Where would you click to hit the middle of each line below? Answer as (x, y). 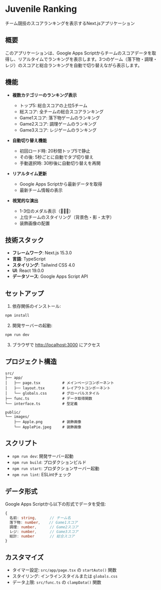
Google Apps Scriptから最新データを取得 (61, 184)
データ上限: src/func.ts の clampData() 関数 (57, 582)
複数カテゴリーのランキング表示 (44, 95)
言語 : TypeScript (29, 259)
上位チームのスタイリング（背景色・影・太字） (67, 217)
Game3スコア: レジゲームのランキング (58, 130)
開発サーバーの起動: (32, 325)
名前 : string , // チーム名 (40, 518)
